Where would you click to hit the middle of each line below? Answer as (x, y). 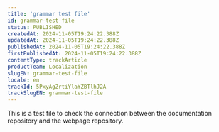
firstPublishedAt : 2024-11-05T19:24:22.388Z (74, 54)
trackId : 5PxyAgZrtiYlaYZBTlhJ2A (57, 87)
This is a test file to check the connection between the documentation (109, 114)
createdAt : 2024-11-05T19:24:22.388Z (63, 34)
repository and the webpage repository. (65, 121)
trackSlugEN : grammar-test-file (55, 93)
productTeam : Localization (47, 67)
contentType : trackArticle (47, 60)
